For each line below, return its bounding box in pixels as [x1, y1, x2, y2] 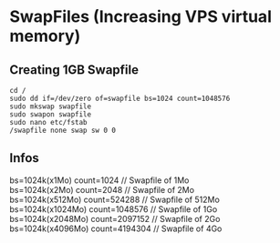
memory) [9, 25, 81, 46]
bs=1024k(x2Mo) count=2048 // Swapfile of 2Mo [9, 184, 194, 195]
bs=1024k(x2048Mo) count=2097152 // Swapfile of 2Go [9, 213, 221, 224]
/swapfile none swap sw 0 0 [9, 126, 117, 135]
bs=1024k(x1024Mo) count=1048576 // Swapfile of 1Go [9, 203, 218, 215]
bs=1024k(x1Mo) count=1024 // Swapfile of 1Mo [9, 175, 190, 186]
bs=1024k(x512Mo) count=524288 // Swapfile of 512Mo [9, 194, 221, 205]
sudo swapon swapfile [9, 110, 92, 119]
